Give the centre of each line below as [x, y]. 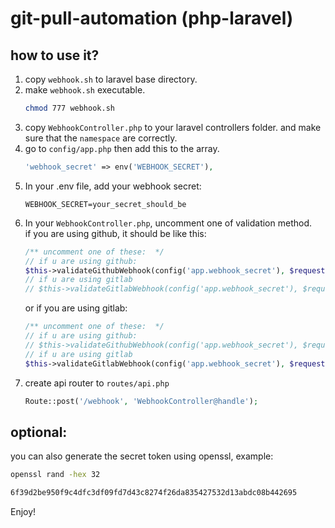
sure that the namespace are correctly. [101, 138]
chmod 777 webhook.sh [69, 108]
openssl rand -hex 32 [55, 475]
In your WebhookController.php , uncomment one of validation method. [168, 223]
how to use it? [55, 55]
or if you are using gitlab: [76, 308]
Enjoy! [23, 511]
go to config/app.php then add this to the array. [122, 148]
